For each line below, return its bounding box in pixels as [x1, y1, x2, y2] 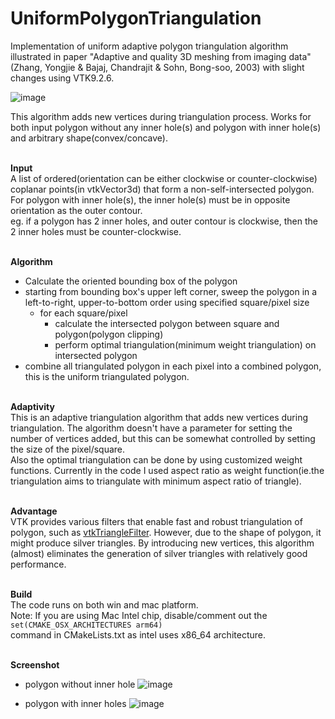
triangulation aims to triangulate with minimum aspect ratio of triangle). [10, 475, 302, 487]
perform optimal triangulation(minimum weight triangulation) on [54, 338, 317, 351]
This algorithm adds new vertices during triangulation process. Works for [10, 110, 312, 122]
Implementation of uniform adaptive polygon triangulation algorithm [10, 40, 289, 52]
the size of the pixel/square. [10, 443, 126, 455]
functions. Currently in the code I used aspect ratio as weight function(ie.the [10, 464, 325, 476]
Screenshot [10, 658, 60, 671]
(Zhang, [10, 61, 43, 73]
